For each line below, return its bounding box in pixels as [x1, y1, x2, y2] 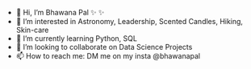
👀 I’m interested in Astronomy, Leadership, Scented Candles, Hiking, [15, 17, 244, 26]
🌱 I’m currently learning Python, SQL [15, 34, 137, 43]
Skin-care [15, 25, 49, 34]
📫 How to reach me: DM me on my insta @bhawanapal [15, 51, 200, 60]
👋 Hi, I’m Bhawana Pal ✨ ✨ [15, 8, 105, 17]
